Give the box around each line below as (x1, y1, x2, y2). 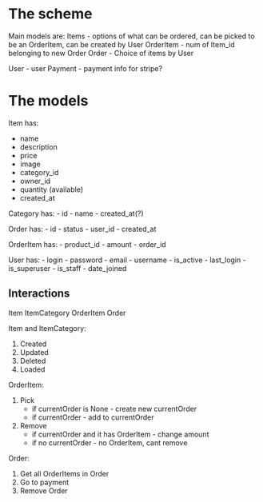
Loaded (19, 365, 46, 374)
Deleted (19, 356, 46, 365)
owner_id (19, 176, 50, 185)
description (19, 141, 58, 152)
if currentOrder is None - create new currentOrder (31, 404, 197, 413)
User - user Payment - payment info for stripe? (8, 63, 162, 73)
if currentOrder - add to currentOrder (31, 412, 154, 422)
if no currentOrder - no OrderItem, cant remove (31, 437, 188, 448)
